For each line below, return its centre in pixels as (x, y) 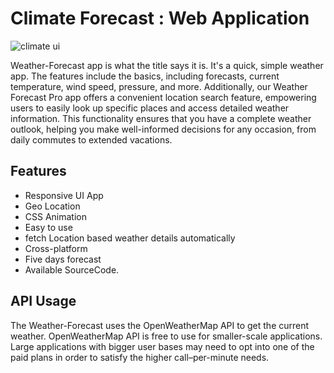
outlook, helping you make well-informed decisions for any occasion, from (163, 129)
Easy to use (48, 227)
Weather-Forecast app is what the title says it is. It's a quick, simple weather (167, 65)
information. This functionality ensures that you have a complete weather (161, 118)
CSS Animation (56, 216)
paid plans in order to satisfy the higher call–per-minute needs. (140, 357)
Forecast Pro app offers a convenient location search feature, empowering (163, 97)
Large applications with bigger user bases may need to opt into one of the (162, 346)
